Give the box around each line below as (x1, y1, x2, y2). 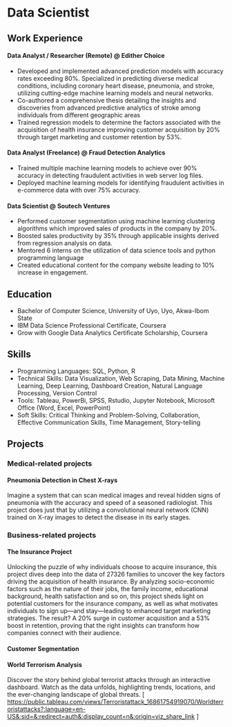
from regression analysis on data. (17, 239, 113, 248)
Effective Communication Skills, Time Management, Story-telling (17, 418, 201, 426)
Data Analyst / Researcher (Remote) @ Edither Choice (7, 52, 165, 60)
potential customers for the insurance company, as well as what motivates (7, 599, 219, 608)
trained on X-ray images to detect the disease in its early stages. (7, 513, 191, 521)
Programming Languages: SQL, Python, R (17, 367, 136, 375)
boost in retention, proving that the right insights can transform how (7, 621, 200, 630)
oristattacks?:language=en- (7, 705, 86, 713)
